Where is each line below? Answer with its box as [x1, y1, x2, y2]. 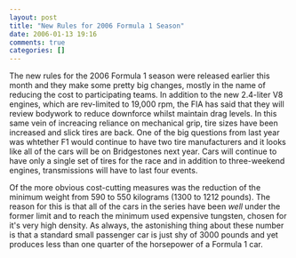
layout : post [9, 12, 58, 22]
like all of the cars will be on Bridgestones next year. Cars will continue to [9, 146, 277, 157]
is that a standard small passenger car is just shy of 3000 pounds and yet [9, 230, 278, 240]
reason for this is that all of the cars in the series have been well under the [9, 201, 281, 212]
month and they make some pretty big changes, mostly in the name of [9, 80, 267, 91]
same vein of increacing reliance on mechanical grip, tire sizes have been [9, 117, 278, 129]
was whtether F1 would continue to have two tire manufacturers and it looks [9, 137, 286, 148]
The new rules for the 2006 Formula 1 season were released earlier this [9, 70, 270, 81]
